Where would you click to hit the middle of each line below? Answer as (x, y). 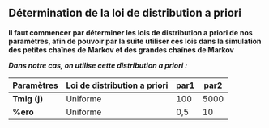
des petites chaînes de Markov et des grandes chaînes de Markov (122, 50)
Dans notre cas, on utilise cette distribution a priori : (98, 65)
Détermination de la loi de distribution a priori (125, 13)
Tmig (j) (28, 98)
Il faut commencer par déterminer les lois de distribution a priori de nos (130, 32)
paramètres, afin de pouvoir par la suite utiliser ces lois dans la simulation (135, 41)
